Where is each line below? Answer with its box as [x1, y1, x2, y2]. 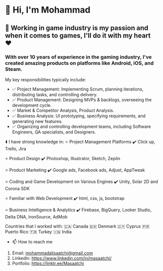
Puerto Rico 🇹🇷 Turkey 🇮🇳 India [5, 229, 72, 235]
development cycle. [12, 102, 52, 108]
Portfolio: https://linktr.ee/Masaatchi [12, 260, 84, 266]
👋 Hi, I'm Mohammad [5, 4, 91, 16]
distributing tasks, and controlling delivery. [12, 91, 98, 97]
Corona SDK [5, 185, 30, 191]
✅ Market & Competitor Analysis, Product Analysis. [12, 107, 114, 113]
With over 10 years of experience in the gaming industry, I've [5, 54, 152, 60]
